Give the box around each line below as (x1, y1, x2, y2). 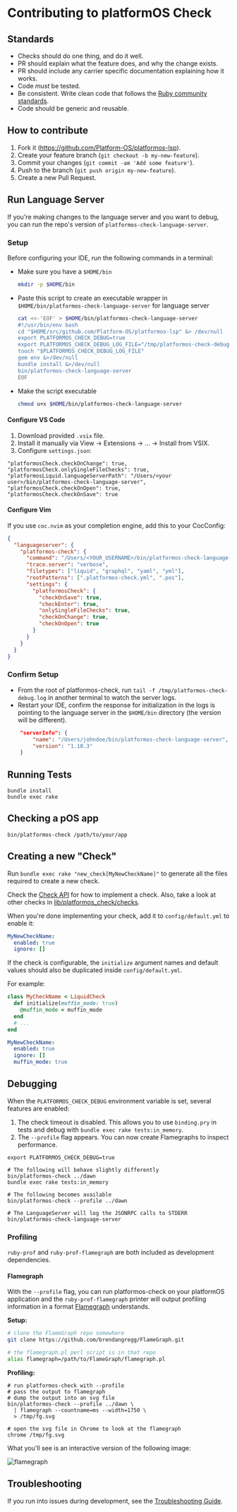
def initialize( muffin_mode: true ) (13, 1000, 119, 1007)
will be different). (17, 715, 67, 724)
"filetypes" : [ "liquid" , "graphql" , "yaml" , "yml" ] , (25, 568, 185, 575)
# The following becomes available (7, 1191, 112, 1198)
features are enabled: (7, 1104, 70, 1113)
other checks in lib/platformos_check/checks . (7, 897, 140, 906)
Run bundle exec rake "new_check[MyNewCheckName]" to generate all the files (7, 869, 228, 878)
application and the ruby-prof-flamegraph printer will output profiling (7, 1295, 207, 1303)
